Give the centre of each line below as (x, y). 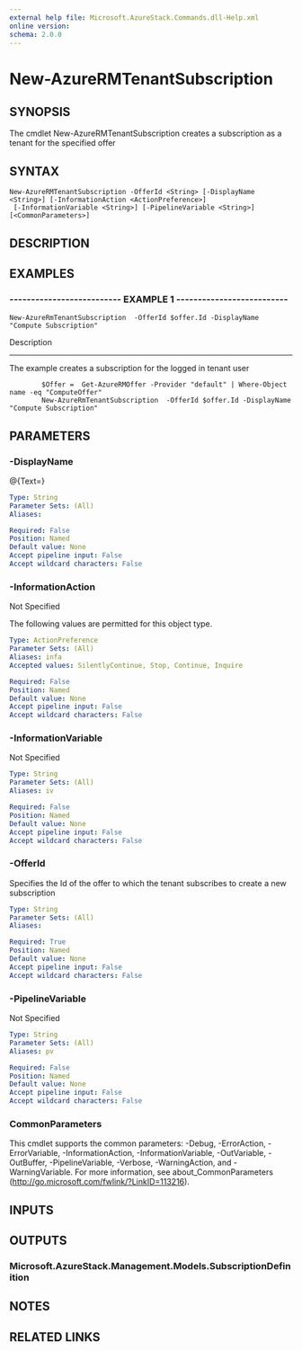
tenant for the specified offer (62, 143)
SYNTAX (35, 171)
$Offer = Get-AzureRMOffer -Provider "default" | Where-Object (164, 385)
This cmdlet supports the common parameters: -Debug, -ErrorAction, (138, 1143)
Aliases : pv (31, 1051)
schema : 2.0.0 (36, 34)
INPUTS (31, 1210)
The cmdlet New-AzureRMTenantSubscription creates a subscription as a (146, 133)
